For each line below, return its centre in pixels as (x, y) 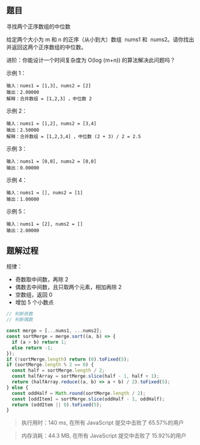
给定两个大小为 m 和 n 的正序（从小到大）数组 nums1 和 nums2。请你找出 (100, 39)
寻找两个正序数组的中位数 (38, 26)
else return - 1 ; (32, 348)
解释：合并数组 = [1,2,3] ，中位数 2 (49, 98)
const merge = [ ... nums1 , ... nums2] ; (54, 331)
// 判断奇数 (20, 314)
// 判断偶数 (20, 320)
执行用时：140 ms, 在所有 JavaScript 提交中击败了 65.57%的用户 (102, 423)
